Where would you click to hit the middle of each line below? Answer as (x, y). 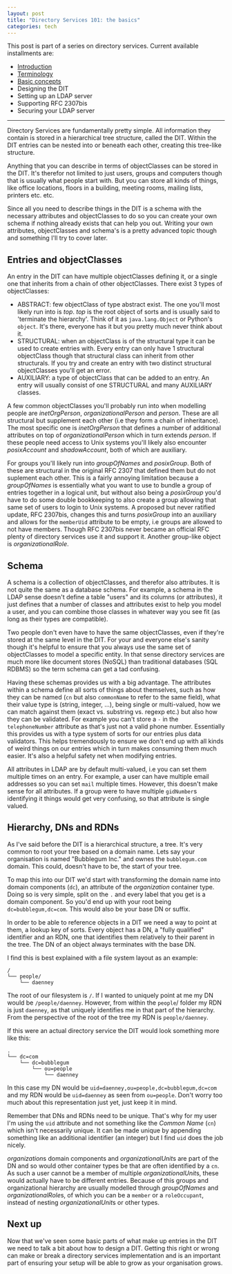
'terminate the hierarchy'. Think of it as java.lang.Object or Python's (115, 319)
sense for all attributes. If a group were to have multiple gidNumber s (102, 791)
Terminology (35, 74)
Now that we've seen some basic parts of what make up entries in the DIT (112, 1241)
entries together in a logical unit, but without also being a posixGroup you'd (114, 493)
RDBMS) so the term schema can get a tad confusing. (84, 669)
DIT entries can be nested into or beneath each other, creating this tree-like (115, 145)
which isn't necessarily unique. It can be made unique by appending (104, 1130)
